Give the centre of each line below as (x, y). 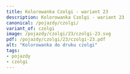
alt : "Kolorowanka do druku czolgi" (52, 45)
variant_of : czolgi (31, 28)
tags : (13, 51)
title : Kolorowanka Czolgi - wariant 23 (58, 12)
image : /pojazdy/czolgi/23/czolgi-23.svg (59, 34)
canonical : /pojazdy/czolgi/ (43, 23)
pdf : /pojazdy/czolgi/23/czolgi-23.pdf (56, 39)
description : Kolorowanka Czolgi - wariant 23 (65, 17)
